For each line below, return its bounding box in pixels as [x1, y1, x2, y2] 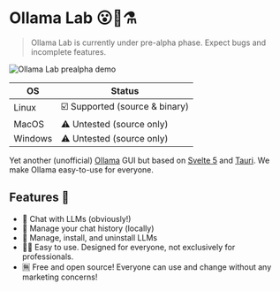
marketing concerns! [21, 272, 98, 282]
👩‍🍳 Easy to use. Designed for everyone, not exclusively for [21, 241, 236, 252]
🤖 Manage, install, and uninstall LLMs [21, 232, 157, 242]
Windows [13, 132, 53, 144]
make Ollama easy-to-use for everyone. [9, 164, 155, 175]
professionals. [21, 251, 74, 262]
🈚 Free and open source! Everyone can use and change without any [21, 261, 272, 272]
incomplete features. [30, 46, 107, 57]
